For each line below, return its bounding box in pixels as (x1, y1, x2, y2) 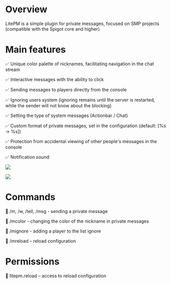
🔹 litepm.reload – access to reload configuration (5, 272, 106, 279)
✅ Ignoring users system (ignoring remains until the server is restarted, (5, 97, 155, 103)
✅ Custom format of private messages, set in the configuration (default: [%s (5, 123, 166, 129)
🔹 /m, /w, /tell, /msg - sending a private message (5, 208, 108, 214)
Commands (5, 192, 56, 203)
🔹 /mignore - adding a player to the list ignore (5, 228, 101, 234)
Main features (5, 44, 66, 56)
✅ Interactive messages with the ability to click (5, 76, 104, 82)
